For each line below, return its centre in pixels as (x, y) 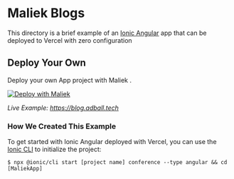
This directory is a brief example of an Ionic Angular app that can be (107, 33)
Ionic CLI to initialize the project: (54, 149)
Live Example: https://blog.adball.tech (63, 108)
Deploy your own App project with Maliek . (70, 80)
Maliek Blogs (46, 13)
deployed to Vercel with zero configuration (70, 40)
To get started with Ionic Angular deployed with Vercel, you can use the (112, 142)
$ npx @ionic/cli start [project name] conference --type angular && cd (117, 163)
